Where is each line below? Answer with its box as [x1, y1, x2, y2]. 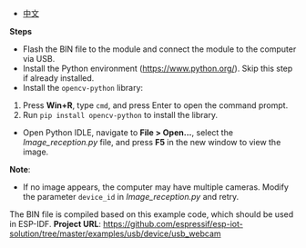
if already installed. [22, 73, 95, 84]
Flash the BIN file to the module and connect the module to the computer [22, 44, 297, 55]
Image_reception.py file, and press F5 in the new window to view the [22, 137, 281, 147]
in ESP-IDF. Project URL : [9, 219, 102, 229]
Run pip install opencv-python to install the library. [22, 110, 219, 120]
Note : [9, 164, 31, 174]
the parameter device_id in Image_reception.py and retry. [22, 192, 240, 202]
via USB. [22, 54, 56, 64]
